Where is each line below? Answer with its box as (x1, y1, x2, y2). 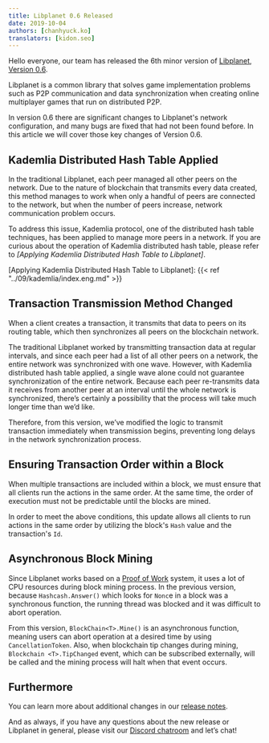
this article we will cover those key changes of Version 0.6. (8, 130, 203, 140)
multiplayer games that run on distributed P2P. (8, 97, 162, 107)
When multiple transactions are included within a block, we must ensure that (8, 479, 261, 489)
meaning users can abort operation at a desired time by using (8, 631, 212, 641)
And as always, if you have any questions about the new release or (8, 717, 230, 727)
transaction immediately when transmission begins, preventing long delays (8, 426, 255, 436)
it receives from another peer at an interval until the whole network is (8, 384, 237, 394)
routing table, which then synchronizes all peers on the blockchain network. (8, 327, 259, 336)
